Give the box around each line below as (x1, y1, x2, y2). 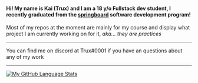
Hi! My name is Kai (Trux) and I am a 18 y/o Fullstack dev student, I (6, 5, 171, 12)
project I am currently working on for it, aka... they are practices (6, 30, 162, 38)
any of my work (6, 54, 44, 61)
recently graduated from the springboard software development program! (6, 11, 192, 18)
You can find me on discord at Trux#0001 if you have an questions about (6, 47, 183, 54)
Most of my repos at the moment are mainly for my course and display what (6, 24, 190, 31)
